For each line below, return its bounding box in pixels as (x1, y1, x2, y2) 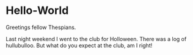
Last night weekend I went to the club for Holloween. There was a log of (5, 35, 187, 42)
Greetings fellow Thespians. (5, 24, 76, 31)
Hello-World (5, 4, 69, 18)
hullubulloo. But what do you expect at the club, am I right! (5, 42, 153, 49)
